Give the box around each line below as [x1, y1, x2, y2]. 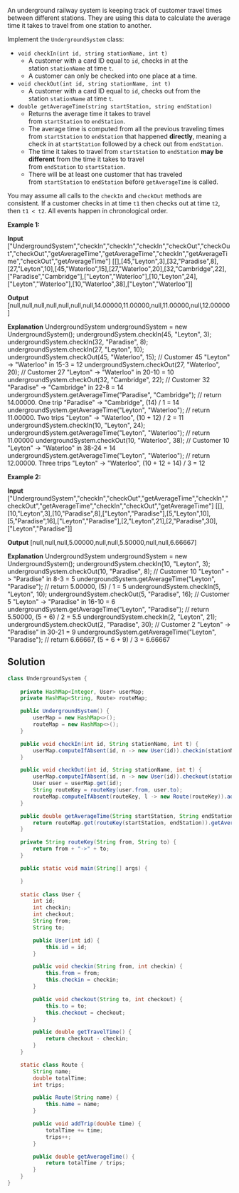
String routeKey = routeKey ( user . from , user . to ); [33, 787, 183, 794]
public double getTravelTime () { [33, 1028, 132, 1036]
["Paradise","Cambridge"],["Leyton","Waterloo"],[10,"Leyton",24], [7, 272, 198, 280]
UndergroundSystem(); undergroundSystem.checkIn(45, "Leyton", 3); [7, 330, 212, 338]
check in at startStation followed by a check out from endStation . [28, 140, 224, 148]
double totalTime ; [33, 1075, 87, 1082]
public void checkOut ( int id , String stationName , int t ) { [20, 767, 202, 774]
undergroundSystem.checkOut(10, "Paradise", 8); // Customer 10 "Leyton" [7, 567, 225, 575]
